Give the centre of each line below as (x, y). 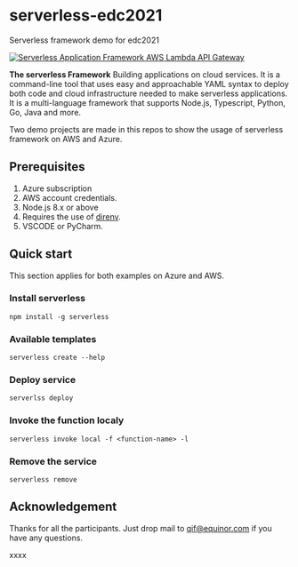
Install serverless (48, 299)
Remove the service (53, 461)
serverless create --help (57, 358)
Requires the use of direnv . (72, 216)
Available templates (53, 339)
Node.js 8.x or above (60, 207)
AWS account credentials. (69, 197)
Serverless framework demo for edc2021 (85, 40)
